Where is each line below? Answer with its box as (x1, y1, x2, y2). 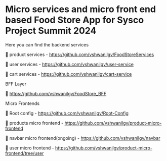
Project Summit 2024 (5, 25, 97, 36)
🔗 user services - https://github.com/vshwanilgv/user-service (5, 61, 134, 67)
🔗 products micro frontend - (5, 120, 64, 126)
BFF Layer (5, 81, 27, 87)
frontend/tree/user (5, 150, 44, 156)
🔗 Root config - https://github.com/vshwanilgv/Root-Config (5, 110, 129, 116)
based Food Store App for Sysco (5, 14, 144, 26)
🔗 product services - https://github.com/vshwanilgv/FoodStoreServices (5, 51, 154, 58)
